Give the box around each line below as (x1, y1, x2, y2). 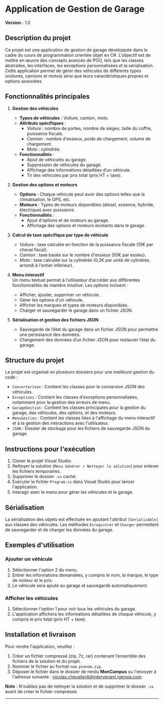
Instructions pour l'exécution (5, 445, 95, 453)
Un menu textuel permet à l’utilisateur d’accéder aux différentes (12, 277, 140, 283)
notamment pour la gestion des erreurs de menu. (12, 400, 111, 405)
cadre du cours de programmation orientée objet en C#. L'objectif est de (5, 52, 151, 58)
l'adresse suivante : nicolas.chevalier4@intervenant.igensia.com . (12, 674, 143, 679)
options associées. (5, 78, 43, 84)
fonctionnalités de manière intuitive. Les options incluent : (12, 282, 128, 288)
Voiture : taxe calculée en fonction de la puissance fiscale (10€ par (19, 241, 154, 247)
